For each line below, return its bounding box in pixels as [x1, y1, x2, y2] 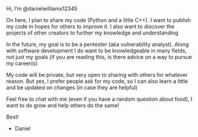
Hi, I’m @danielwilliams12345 [6, 5, 78, 12]
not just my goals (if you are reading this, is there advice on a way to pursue [6, 54, 192, 60]
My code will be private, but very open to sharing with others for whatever [6, 71, 188, 78]
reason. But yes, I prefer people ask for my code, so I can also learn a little [6, 77, 188, 85]
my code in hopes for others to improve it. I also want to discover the [6, 23, 175, 30]
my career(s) [6, 60, 38, 67]
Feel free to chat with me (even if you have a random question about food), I [6, 95, 193, 102]
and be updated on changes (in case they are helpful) [6, 84, 138, 91]
